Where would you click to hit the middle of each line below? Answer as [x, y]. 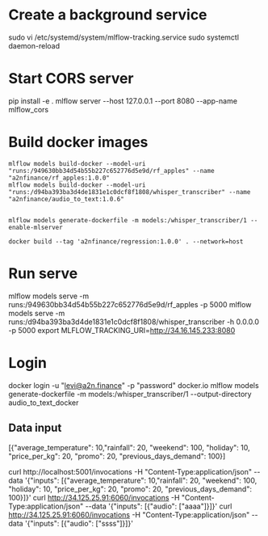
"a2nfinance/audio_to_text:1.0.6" [67, 199]
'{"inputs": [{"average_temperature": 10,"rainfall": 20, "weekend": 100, [141, 480]
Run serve [43, 273]
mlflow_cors [29, 109]
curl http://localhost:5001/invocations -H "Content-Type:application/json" [130, 471]
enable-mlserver [36, 227]
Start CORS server [71, 79]
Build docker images [78, 142]
